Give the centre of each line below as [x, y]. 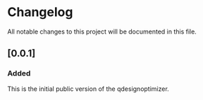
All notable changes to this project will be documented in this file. [102, 31]
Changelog [40, 12]
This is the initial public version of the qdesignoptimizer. [88, 89]
